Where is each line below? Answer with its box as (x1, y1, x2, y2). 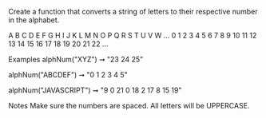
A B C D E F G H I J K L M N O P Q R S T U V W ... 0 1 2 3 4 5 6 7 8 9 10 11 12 (8, 31, 257, 40)
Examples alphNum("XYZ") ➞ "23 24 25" (8, 55, 144, 64)
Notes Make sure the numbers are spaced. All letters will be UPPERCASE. (8, 101, 250, 110)
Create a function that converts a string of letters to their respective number (8, 7, 258, 16)
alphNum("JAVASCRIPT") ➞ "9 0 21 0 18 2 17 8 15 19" (8, 85, 182, 95)
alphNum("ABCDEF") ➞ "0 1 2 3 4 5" (8, 70, 128, 79)
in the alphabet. (8, 15, 60, 25)
